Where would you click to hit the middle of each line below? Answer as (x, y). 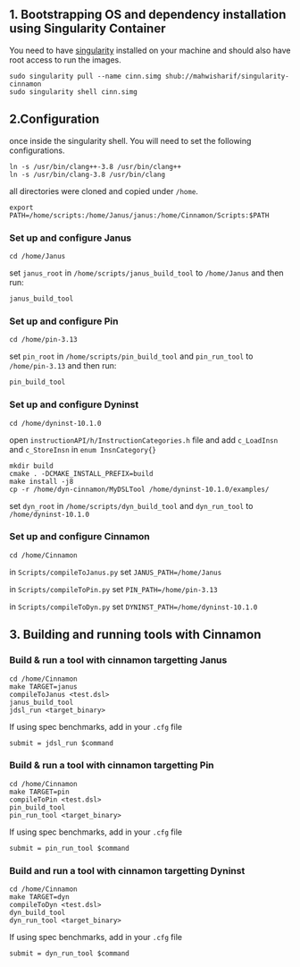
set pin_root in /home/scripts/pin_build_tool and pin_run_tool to (131, 356)
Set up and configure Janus (71, 238)
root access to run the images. (66, 59)
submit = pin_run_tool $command (69, 848)
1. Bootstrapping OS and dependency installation (148, 15)
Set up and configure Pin (64, 321)
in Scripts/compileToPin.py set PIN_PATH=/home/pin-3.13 (113, 589)
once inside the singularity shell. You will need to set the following (130, 140)
